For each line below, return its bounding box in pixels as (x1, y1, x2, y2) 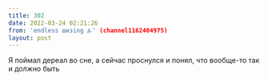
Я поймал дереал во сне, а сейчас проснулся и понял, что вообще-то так (8, 56, 260, 65)
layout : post (8, 33, 52, 42)
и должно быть (8, 64, 60, 74)
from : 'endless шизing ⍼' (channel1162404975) (8, 26, 168, 34)
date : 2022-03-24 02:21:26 (8, 19, 98, 27)
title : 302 (8, 11, 45, 20)
